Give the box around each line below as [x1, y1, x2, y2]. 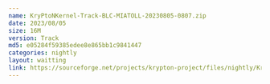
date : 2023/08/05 [8, 19, 67, 27]
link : [8, 64, 27, 72]
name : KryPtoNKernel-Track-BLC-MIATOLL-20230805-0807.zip [8, 11, 207, 20]
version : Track [8, 34, 59, 42]
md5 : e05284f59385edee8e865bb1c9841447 [8, 42, 142, 50]
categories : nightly [8, 49, 78, 57]
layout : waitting [8, 57, 67, 65]
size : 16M [8, 26, 42, 34]
